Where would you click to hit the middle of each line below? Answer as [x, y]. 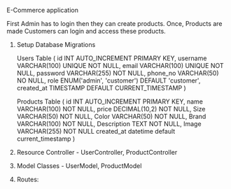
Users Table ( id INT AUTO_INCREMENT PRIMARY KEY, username [112, 58]
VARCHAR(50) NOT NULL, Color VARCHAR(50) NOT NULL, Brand [111, 116]
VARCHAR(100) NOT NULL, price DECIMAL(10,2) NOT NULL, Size [111, 109]
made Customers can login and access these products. [86, 31]
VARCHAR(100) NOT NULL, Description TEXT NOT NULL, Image [109, 124]
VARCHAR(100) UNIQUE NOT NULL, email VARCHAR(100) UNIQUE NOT [120, 65]
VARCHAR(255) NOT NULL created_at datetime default [96, 131]
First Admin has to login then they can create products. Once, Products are [114, 23]
